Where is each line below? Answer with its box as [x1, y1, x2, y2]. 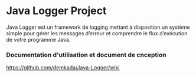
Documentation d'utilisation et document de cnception [6, 51, 166, 59]
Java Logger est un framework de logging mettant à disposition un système [6, 24, 190, 31]
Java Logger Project [6, 4, 107, 18]
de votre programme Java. [6, 36, 71, 43]
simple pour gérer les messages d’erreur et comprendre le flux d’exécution [6, 29, 188, 36]
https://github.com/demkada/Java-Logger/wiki [6, 64, 120, 71]
